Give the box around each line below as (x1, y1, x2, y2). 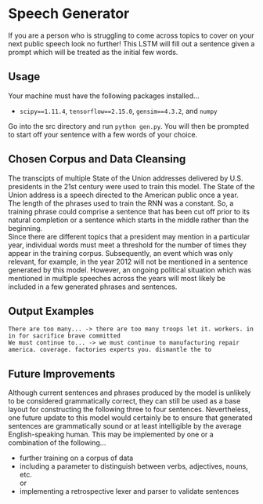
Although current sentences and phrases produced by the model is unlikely (8, 388, 251, 397)
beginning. (8, 223, 43, 232)
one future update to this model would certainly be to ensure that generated (8, 413, 253, 422)
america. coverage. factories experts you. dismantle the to (8, 346, 212, 354)
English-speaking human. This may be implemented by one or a (8, 429, 214, 440)
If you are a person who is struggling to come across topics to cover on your (8, 31, 254, 40)
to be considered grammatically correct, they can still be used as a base (8, 396, 241, 406)
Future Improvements (8, 367, 116, 381)
